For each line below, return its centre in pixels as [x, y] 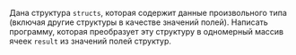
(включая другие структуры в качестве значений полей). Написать [139, 22]
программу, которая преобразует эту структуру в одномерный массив [147, 31]
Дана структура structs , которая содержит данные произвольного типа [148, 13]
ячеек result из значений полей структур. [91, 41]
